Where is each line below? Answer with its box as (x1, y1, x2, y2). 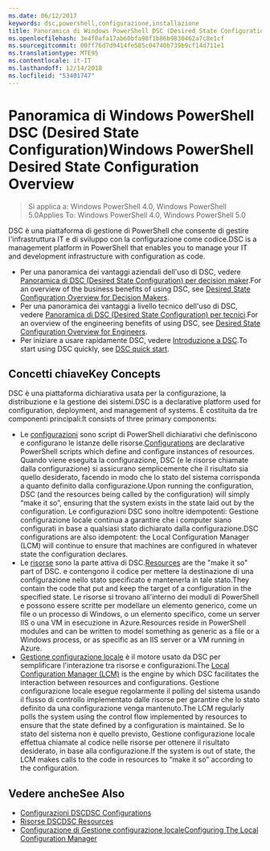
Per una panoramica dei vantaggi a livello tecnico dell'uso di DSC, (19, 301, 239, 311)
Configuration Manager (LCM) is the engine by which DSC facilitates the (19, 669, 260, 679)
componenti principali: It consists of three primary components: (8, 414, 217, 423)
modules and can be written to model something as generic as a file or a (19, 626, 260, 636)
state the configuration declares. (19, 549, 129, 560)
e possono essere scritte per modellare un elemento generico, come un (19, 601, 257, 610)
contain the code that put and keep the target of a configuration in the (19, 584, 252, 593)
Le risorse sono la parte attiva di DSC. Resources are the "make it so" (19, 558, 248, 568)
